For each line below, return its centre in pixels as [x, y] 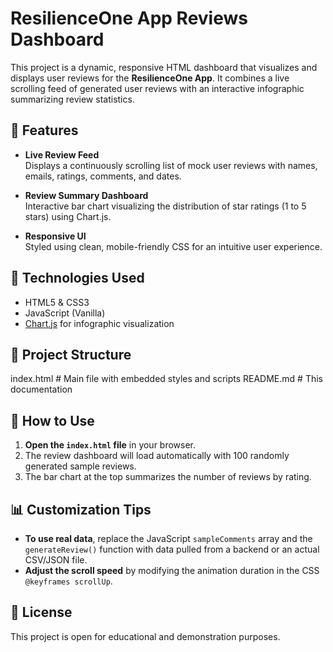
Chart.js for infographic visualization [99, 323]
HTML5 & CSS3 [57, 302]
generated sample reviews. [80, 466]
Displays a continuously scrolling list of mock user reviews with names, [171, 165]
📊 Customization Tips [81, 509]
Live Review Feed [62, 154]
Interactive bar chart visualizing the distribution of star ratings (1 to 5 [165, 206]
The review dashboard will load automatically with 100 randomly [157, 456]
